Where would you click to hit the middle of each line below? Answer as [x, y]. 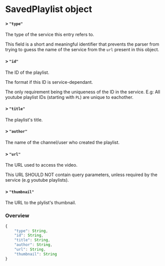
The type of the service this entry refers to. [50, 35]
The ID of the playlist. [27, 72]
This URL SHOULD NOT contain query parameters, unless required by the [81, 175]
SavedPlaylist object [49, 9]
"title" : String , [32, 240]
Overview [17, 216]
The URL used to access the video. [41, 165]
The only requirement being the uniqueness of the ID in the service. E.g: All [83, 92]
